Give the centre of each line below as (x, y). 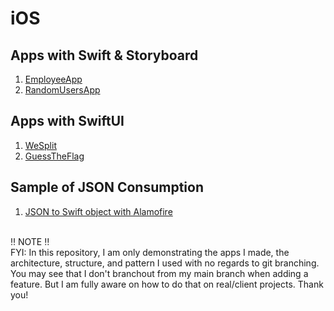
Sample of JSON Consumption (107, 187)
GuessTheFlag (54, 156)
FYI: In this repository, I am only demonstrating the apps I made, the (150, 252)
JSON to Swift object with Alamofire (98, 211)
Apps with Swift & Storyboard (104, 55)
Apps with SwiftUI (67, 121)
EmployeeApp (53, 79)
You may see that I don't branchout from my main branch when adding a (159, 273)
